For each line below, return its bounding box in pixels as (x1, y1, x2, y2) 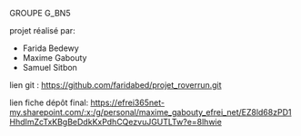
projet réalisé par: (9, 25, 75, 35)
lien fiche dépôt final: (9, 97, 89, 108)
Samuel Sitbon (22, 63, 77, 73)
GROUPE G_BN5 (9, 8, 71, 18)
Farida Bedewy (22, 43, 79, 53)
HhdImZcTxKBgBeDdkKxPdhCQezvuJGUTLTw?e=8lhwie (9, 117, 223, 127)
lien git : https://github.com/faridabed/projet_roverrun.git (9, 80, 222, 90)
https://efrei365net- (90, 97, 166, 108)
